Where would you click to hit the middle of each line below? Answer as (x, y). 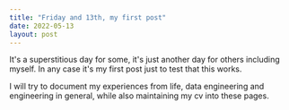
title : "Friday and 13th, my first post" (88, 17)
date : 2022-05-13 (42, 26)
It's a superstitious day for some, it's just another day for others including (144, 60)
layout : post (34, 34)
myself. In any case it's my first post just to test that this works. (126, 69)
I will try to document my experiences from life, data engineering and (137, 87)
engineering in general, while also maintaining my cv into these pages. (139, 96)
